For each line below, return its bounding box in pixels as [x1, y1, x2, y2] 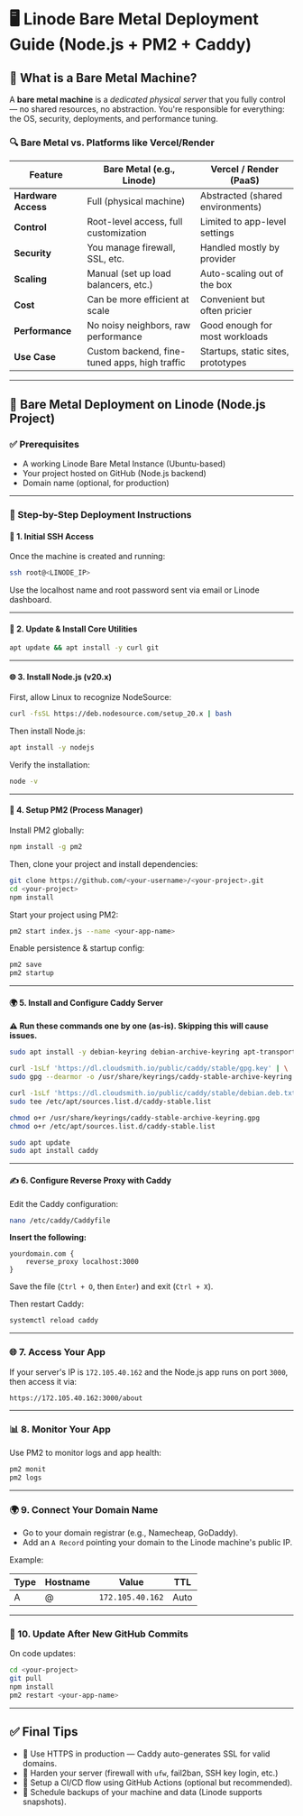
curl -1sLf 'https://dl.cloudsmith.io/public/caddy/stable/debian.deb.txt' [9, 1089, 300, 1098]
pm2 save [9, 960, 42, 970]
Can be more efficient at [87, 293, 189, 306]
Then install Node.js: [9, 725, 86, 737]
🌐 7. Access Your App [9, 1346, 106, 1359]
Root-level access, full [87, 216, 183, 228]
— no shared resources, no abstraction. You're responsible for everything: [9, 104, 286, 115]
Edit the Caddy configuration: [9, 1198, 119, 1209]
